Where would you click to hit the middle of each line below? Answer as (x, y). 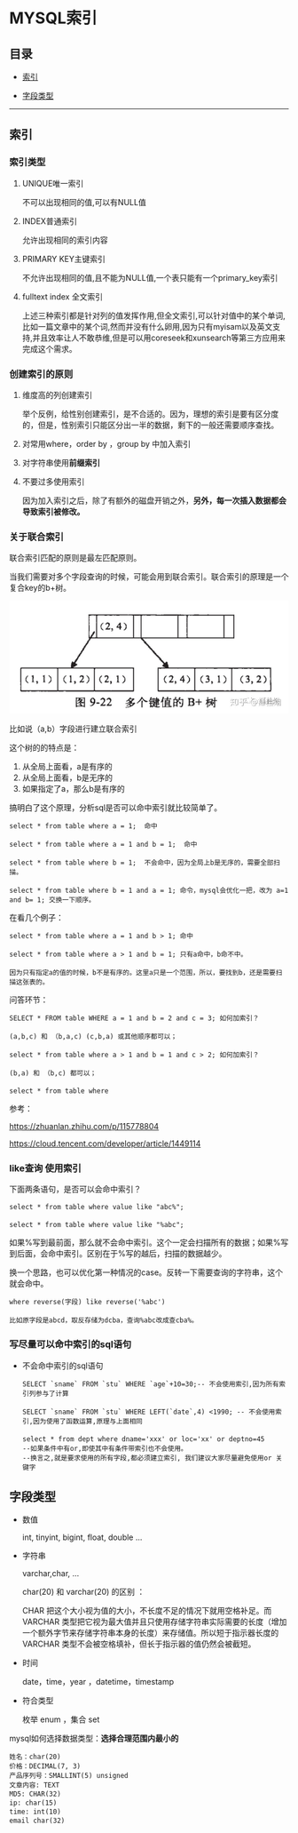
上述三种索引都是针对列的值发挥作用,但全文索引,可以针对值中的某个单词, (153, 315)
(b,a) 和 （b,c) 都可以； (53, 1073)
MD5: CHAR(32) (35, 1794)
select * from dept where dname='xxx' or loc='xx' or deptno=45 (143, 1439)
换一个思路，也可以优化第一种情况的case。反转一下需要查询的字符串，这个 (146, 1272)
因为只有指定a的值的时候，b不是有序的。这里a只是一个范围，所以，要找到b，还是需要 (143, 972)
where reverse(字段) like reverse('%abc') (87, 1303)
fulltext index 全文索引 (63, 296)
